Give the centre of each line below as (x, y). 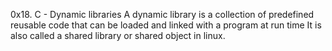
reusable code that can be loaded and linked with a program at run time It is (166, 25)
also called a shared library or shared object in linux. (118, 35)
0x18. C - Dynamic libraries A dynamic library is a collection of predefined (162, 14)
